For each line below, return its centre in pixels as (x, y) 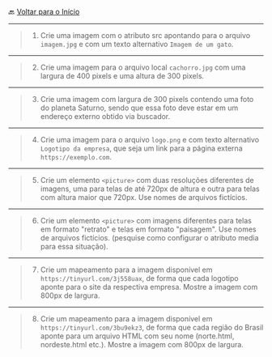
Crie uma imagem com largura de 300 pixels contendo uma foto (147, 99)
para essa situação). (74, 246)
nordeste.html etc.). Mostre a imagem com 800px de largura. (142, 344)
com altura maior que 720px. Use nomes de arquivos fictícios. (144, 197)
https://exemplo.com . (76, 157)
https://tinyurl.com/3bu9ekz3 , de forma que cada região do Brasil (152, 327)
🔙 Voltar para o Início (44, 12)
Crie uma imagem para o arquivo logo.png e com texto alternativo (150, 140)
